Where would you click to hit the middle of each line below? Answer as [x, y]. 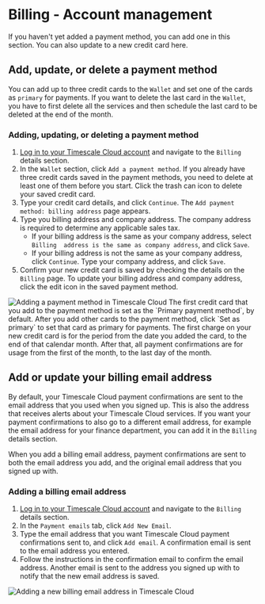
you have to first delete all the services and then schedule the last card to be [133, 105]
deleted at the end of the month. [61, 114]
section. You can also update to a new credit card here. [98, 44]
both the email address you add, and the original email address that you [125, 462]
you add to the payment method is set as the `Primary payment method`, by [131, 311]
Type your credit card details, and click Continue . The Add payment [127, 203]
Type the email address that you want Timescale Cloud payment [124, 534]
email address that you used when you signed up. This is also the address [129, 405]
